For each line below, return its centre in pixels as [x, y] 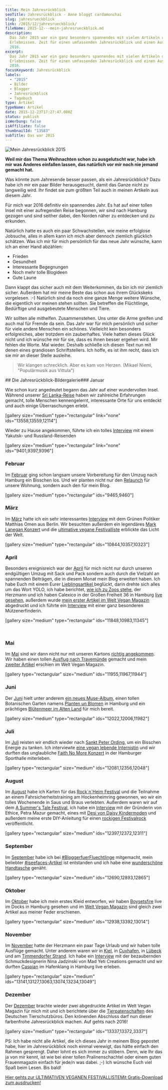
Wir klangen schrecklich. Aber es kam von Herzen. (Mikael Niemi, [85, 365]
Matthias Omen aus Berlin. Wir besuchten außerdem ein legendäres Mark [81, 524]
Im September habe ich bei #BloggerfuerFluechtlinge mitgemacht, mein [79, 857]
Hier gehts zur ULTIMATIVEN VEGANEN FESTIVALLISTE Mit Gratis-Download [84, 1077]
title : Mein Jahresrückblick [35, 10]
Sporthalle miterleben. [28, 758]
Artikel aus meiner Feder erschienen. [43, 912]
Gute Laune [24, 277]
